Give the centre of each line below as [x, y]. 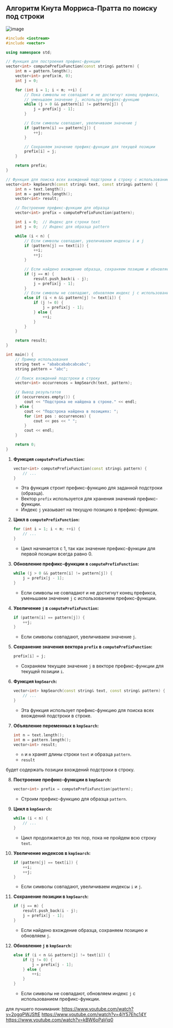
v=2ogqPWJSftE [23, 1015]
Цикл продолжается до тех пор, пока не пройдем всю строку [89, 837]
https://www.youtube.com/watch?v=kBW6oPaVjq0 [60, 1020]
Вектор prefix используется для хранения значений [79, 499]
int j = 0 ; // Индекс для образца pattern [62, 227]
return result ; [31, 341]
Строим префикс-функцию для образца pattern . [74, 799]
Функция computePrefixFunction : [49, 459]
